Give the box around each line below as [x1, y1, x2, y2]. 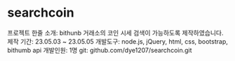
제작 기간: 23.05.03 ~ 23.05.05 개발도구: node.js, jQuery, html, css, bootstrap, [7, 37, 228, 46]
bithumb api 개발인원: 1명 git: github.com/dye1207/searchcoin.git [7, 46, 192, 54]
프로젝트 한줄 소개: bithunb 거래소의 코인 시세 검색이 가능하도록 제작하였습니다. [7, 28, 224, 37]
